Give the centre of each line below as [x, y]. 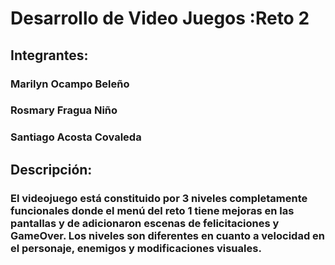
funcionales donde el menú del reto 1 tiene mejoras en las [152, 210]
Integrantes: [49, 55]
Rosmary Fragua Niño [64, 110]
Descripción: [51, 169]
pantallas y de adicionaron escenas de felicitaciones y [145, 223]
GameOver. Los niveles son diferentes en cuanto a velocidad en [168, 235]
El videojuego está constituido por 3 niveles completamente [159, 198]
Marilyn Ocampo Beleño [70, 84]
